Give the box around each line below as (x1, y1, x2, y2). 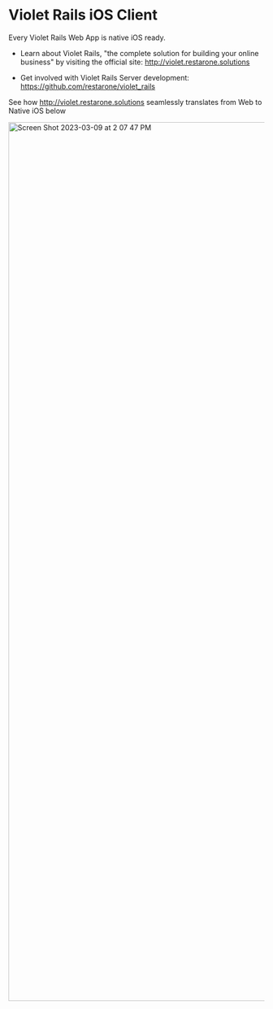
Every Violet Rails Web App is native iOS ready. (8, 33, 167, 42)
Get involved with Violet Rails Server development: (19, 72, 189, 82)
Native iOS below (8, 106, 67, 116)
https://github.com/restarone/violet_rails (19, 81, 156, 91)
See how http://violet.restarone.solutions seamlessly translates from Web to (8, 97, 262, 107)
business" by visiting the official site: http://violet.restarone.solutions (19, 57, 250, 67)
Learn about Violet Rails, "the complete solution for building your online (19, 48, 259, 58)
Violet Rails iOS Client (8, 6, 158, 24)
